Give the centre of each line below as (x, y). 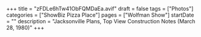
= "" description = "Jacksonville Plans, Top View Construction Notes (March (101, 21)
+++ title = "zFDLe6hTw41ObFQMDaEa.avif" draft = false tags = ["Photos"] (100, 9)
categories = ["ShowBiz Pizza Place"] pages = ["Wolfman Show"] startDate (100, 15)
